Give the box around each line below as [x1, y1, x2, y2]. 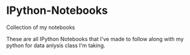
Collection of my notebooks [6, 24, 76, 31]
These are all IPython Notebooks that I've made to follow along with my [6, 35, 184, 42]
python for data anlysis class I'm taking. [6, 42, 106, 49]
